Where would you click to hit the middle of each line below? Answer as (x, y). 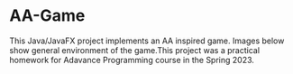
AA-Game (47, 16)
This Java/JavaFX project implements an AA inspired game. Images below (147, 41)
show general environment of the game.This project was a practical (134, 50)
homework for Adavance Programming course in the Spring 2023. (132, 60)
